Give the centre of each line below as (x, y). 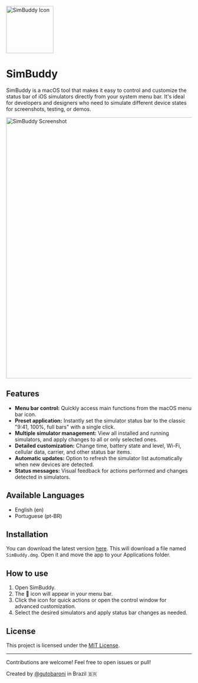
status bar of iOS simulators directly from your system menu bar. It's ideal (95, 96)
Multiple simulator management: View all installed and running (92, 433)
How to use (27, 573)
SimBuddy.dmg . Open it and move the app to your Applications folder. (88, 555)
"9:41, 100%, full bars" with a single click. (65, 427)
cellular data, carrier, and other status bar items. (73, 452)
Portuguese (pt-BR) (38, 516)
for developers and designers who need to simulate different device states (96, 103)
